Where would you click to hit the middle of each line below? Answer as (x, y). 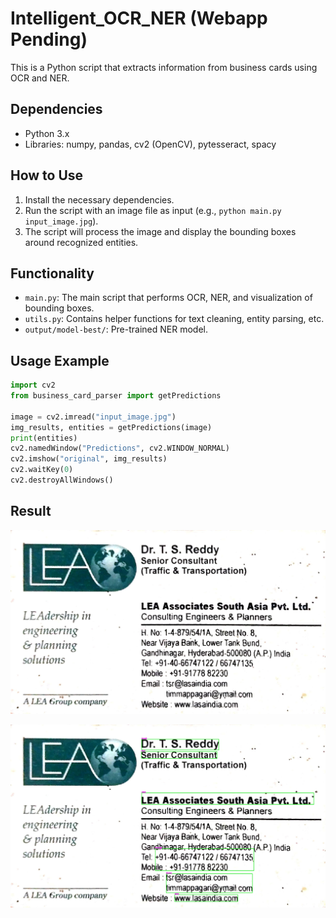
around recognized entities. (81, 242)
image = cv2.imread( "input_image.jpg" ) (93, 417)
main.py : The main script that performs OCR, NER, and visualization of (168, 298)
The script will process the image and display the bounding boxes (160, 231)
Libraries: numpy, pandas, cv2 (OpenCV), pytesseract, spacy (150, 144)
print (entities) (44, 438)
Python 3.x (47, 133)
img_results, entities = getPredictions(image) (111, 427)
